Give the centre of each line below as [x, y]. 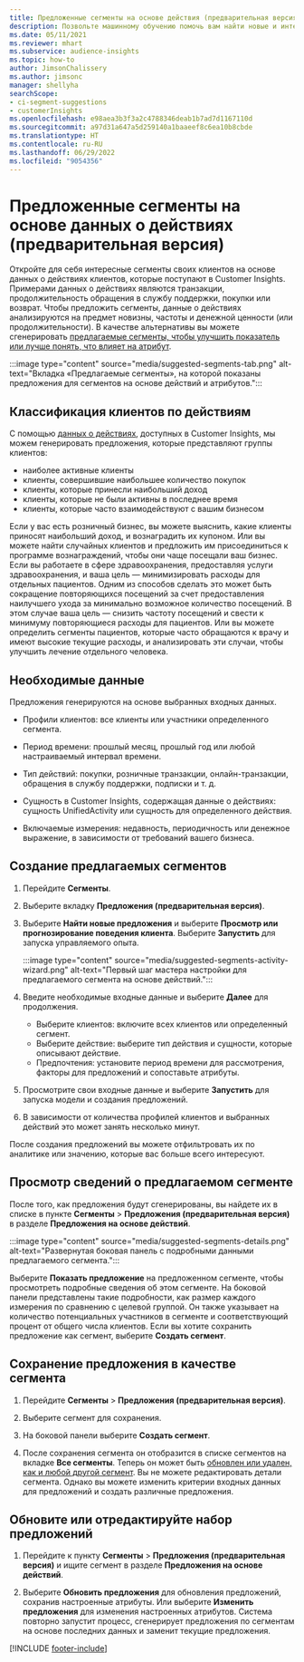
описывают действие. [78, 1053]
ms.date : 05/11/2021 [48, 34]
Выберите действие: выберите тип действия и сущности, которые [164, 1043]
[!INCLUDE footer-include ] [58, 1648]
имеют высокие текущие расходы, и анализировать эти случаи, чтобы [147, 642]
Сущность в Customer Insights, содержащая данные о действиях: [149, 801]
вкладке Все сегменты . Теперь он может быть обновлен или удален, [157, 1462]
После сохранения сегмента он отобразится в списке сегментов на [154, 1453]
